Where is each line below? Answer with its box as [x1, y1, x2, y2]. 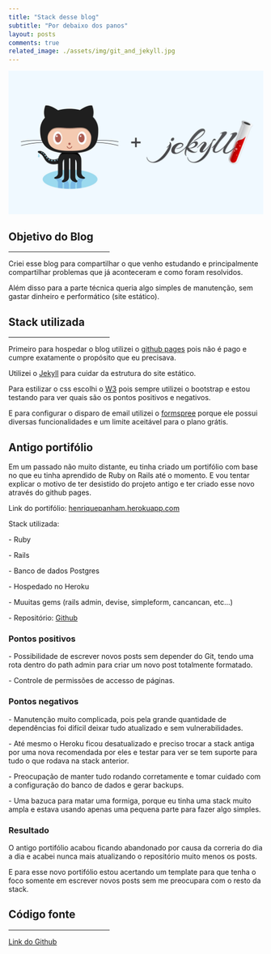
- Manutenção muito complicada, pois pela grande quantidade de [8, 714, 227, 724]
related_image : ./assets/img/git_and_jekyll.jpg [8, 47, 176, 56]
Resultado [8, 825, 50, 836]
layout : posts [8, 30, 57, 38]
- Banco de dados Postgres [8, 566, 100, 576]
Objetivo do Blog [8, 230, 94, 244]
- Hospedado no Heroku [8, 582, 90, 592]
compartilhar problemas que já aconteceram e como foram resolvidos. [8, 268, 243, 277]
